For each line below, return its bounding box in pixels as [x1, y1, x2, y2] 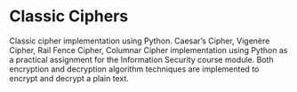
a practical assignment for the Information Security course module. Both [9, 54, 274, 65]
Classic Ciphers [9, 6, 129, 27]
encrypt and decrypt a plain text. [9, 73, 129, 83]
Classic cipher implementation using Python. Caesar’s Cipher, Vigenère [9, 35, 270, 46]
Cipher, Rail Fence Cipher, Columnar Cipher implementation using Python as [9, 44, 288, 55]
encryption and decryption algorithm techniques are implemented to [9, 64, 260, 74]
